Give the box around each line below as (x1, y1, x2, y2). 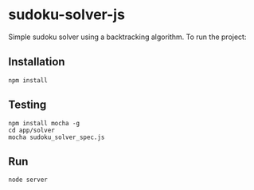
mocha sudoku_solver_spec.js (8, 133, 105, 141)
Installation (8, 55, 65, 69)
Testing (8, 98, 47, 112)
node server (8, 176, 48, 184)
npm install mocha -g (8, 119, 80, 127)
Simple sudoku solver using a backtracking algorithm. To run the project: (8, 32, 247, 42)
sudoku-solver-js (8, 6, 126, 24)
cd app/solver (8, 126, 56, 134)
